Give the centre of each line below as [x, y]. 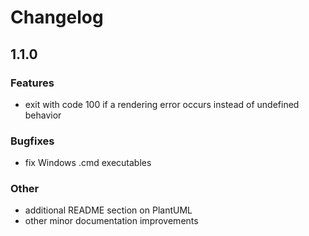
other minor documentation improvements [111, 221]
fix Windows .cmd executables [88, 163]
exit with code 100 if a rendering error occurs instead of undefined [162, 104]
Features [32, 83]
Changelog [57, 17]
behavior [43, 115]
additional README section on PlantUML [108, 210]
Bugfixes [32, 141]
